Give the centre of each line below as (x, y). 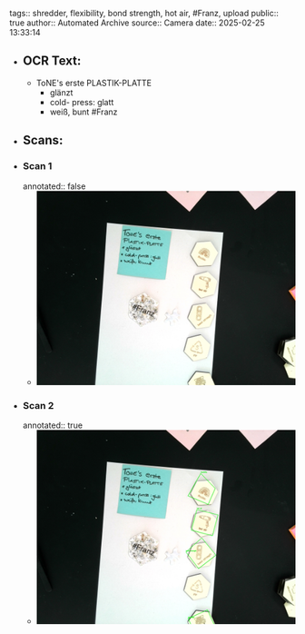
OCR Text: (52, 61)
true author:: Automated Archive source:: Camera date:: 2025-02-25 (137, 23)
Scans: (43, 140)
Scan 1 (37, 166)
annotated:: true (53, 425)
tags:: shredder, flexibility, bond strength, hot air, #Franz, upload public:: (144, 13)
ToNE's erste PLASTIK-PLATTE (94, 83)
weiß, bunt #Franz (84, 112)
